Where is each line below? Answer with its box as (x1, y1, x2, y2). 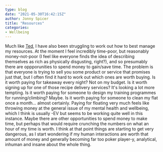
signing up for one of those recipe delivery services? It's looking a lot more (5, 85, 155, 90)
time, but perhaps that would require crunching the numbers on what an (5, 121, 149, 127)
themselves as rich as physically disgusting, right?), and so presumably (5, 59, 148, 64)
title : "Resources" (5, 20, 45, 26)
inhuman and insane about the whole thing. (5, 142, 91, 147)
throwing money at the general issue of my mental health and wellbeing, (5, 105, 149, 111)
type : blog (5, 7, 27, 12)
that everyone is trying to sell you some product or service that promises (5, 69, 150, 75)
